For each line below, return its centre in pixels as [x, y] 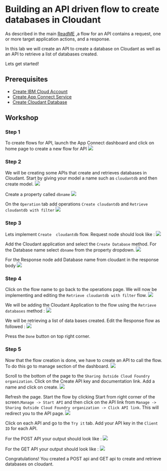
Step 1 [13, 132]
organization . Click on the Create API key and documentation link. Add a [80, 381]
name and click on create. [32, 387]
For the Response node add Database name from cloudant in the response [82, 260]
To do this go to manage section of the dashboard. [57, 366]
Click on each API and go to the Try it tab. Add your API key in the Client [82, 423]
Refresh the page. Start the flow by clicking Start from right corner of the [80, 396]
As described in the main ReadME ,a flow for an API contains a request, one [83, 33]
